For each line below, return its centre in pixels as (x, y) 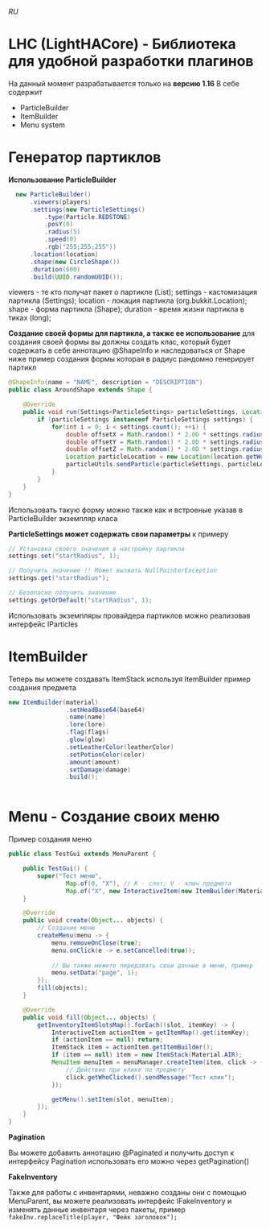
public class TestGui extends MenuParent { (82, 854)
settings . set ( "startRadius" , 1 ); (64, 556)
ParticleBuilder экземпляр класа (63, 518)
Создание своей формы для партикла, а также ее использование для (132, 333)
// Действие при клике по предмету (125, 1070)
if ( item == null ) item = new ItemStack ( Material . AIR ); (147, 1055)
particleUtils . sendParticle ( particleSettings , (145, 465)
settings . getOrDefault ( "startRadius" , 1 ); (80, 600)
